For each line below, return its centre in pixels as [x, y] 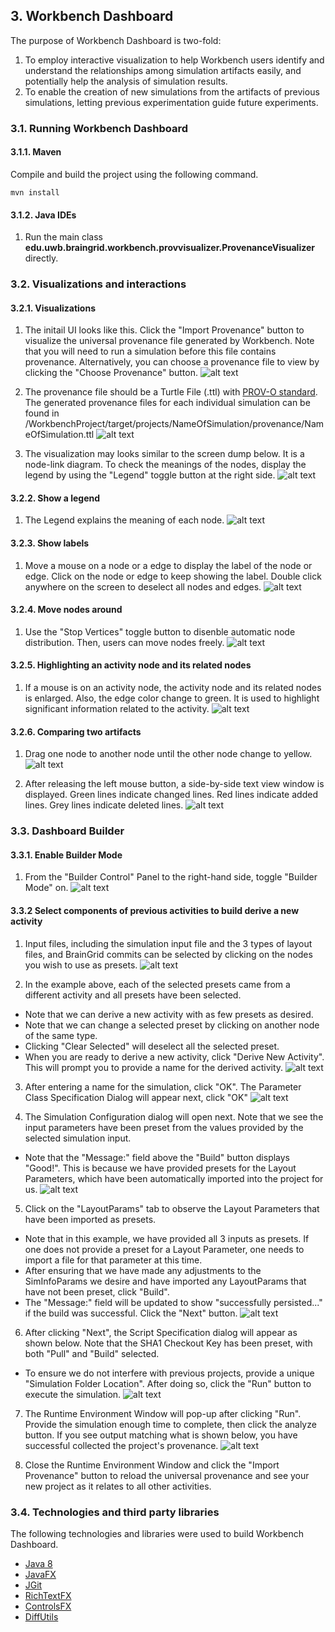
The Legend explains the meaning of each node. [124, 520]
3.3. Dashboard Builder [67, 831]
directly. [41, 258]
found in [42, 413]
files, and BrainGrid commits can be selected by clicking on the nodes [168, 954]
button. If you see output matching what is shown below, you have [161, 1435]
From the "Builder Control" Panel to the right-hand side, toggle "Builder [171, 877]
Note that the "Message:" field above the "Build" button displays [157, 1157]
